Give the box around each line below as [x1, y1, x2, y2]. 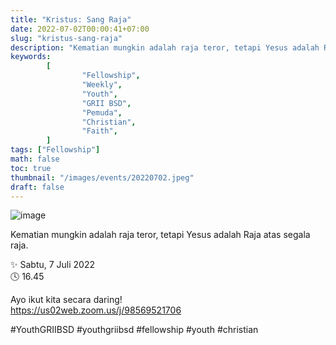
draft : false [10, 182, 65, 192]
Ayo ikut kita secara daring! [10, 294, 123, 306]
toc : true [10, 163, 52, 173]
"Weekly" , [81, 80, 123, 90]
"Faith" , [81, 126, 118, 136]
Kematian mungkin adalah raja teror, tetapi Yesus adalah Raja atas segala [10, 229, 311, 241]
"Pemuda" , [81, 107, 123, 118]
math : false [10, 154, 60, 164]
